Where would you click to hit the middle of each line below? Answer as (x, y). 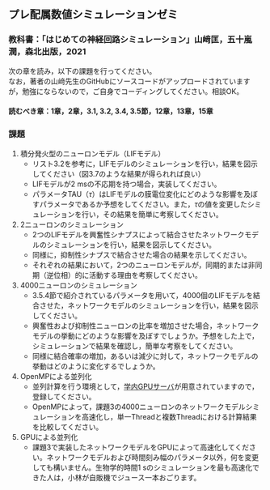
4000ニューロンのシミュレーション (78, 285)
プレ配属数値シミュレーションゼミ (93, 15)
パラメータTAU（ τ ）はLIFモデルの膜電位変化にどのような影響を (138, 194)
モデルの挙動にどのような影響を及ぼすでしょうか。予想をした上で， (145, 335)
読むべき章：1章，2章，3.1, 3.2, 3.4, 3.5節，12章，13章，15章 (111, 111)
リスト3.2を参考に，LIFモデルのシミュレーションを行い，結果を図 (141, 164)
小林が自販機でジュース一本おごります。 (134, 477)
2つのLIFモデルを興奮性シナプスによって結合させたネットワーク (138, 234)
